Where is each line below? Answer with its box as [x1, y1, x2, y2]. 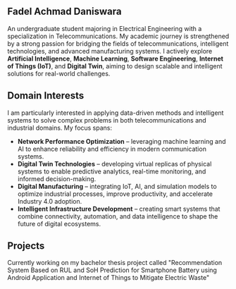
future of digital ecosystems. [17, 219, 101, 228]
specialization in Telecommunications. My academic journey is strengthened [7, 32, 230, 40]
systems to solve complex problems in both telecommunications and [7, 116, 206, 124]
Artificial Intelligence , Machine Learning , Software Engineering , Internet [7, 54, 224, 63]
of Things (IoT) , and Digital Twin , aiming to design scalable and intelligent [7, 61, 223, 70]
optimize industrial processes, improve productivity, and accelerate [17, 190, 213, 198]
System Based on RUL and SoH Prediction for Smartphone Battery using [7, 266, 217, 274]
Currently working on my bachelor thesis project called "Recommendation [7, 259, 223, 267]
